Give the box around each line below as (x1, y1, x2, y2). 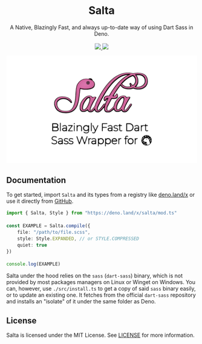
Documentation (6, 175, 67, 185)
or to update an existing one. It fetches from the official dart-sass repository (6, 291, 197, 299)
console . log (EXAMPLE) (6, 261, 61, 267)
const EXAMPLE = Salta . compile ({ (6, 223, 91, 229)
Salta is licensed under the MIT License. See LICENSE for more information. (6, 331, 195, 339)
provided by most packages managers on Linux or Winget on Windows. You (6, 279, 195, 286)
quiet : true (17, 242, 47, 248)
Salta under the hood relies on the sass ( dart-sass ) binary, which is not (6, 272, 183, 279)
